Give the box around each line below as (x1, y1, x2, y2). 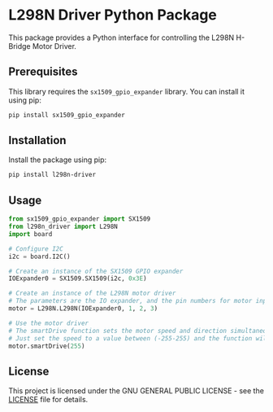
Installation (8, 134, 67, 147)
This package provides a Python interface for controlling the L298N (8, 33, 235, 42)
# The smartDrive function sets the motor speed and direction (8, 327, 227, 335)
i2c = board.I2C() (8, 252, 71, 261)
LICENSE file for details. (8, 395, 89, 405)
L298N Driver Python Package (8, 6, 218, 24)
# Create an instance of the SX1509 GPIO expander (8, 267, 184, 275)
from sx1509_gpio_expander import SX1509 (8, 215, 151, 223)
